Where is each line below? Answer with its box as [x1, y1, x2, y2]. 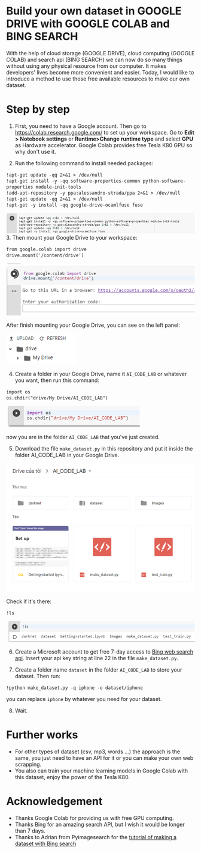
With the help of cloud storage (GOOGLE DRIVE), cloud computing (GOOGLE [6, 49, 195, 56]
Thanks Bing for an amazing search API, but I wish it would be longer [14, 821, 185, 828]
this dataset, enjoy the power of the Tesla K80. [14, 774, 130, 781]
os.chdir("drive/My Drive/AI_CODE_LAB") [6, 395, 109, 401]
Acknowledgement [6, 795, 103, 809]
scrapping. [14, 761, 42, 768]
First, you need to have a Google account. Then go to [14, 122, 147, 130]
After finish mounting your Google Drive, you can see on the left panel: [6, 321, 181, 329]
